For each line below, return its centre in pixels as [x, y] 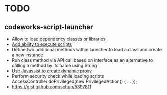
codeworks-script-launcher [49, 27]
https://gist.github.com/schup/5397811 [52, 87]
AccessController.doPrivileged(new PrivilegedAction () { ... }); [74, 81]
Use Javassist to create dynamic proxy [52, 71]
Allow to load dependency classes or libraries [59, 39]
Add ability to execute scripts [42, 44]
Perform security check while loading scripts [58, 76]
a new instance [27, 55]
